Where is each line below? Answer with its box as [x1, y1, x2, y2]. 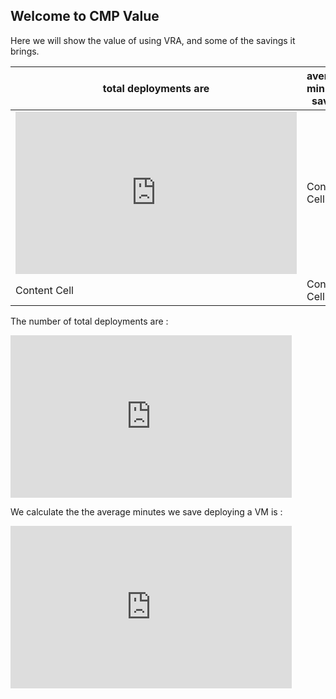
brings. [10, 45, 40, 57]
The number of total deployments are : [10, 315, 169, 327]
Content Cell [15, 283, 74, 297]
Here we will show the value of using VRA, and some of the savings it [10, 34, 296, 46]
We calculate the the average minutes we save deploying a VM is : [10, 505, 283, 518]
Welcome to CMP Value [10, 8, 160, 25]
